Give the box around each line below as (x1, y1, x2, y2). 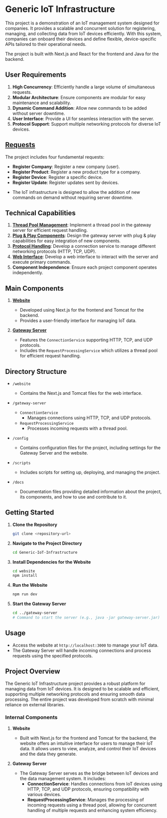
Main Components (5, 284, 64, 293)
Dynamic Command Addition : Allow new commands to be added (12, 105, 147, 111)
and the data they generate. (19, 751, 77, 757)
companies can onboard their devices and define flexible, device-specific (5, 36, 157, 42)
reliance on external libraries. (5, 701, 65, 707)
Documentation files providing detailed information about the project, (19, 489, 162, 494)
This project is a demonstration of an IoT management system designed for (5, 20, 160, 26)
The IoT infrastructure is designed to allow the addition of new (12, 189, 141, 195)
